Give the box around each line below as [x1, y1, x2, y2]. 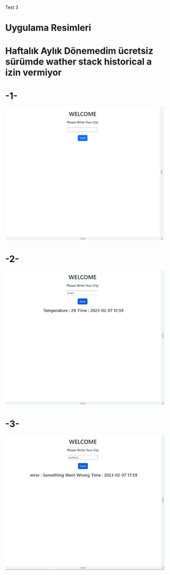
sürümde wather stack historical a [5, 56, 152, 67]
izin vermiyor [5, 67, 62, 78]
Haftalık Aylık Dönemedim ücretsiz [5, 45, 153, 57]
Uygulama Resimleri [5, 22, 92, 33]
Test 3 [5, 5, 19, 10]
